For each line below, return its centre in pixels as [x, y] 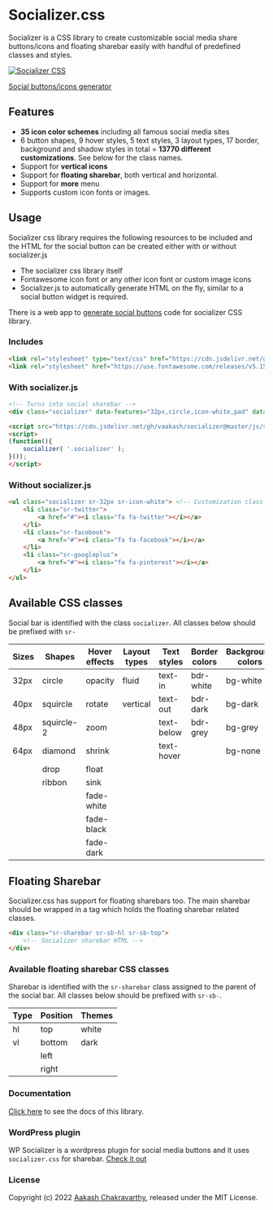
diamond [58, 751]
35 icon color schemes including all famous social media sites [125, 131]
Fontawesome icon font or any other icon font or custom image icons [136, 279]
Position [56, 1015]
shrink [97, 751]
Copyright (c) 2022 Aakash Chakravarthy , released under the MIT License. [133, 1198]
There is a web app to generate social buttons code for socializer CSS [126, 312]
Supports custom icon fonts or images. [85, 192]
